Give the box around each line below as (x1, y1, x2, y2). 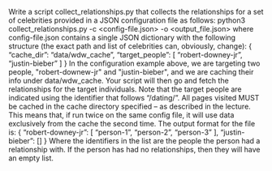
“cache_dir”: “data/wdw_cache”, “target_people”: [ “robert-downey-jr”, (8, 50, 243, 59)
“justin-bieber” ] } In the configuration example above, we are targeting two (8, 58, 261, 68)
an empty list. (8, 153, 54, 163)
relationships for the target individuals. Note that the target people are (8, 84, 242, 94)
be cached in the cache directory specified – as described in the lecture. (8, 101, 252, 111)
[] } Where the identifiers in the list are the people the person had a (36, 136, 261, 145)
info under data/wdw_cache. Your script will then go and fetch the (8, 76, 229, 85)
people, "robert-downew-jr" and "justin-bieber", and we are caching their (8, 67, 254, 76)
